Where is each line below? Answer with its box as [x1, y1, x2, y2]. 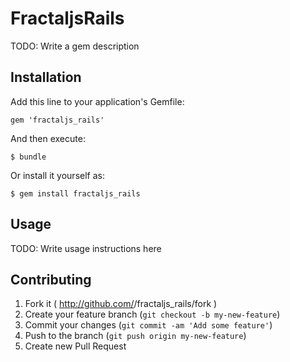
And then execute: [10, 132, 86, 144]
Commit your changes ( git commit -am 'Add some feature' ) [24, 319, 273, 331]
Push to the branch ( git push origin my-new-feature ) [24, 330, 247, 342]
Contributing [10, 271, 92, 288]
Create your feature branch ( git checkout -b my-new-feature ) [24, 308, 281, 321]
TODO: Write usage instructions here [10, 242, 162, 254]
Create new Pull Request [24, 340, 127, 352]
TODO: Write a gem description [10, 40, 140, 52]
